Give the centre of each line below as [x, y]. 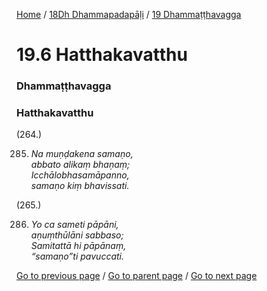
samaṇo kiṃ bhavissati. [80, 186]
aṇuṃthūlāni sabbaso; [77, 235]
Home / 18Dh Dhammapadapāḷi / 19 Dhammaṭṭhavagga [129, 14]
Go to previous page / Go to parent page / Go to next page [137, 276]
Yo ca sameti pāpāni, [74, 225]
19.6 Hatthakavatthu [102, 55]
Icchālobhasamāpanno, [80, 175]
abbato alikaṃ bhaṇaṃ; [80, 165]
